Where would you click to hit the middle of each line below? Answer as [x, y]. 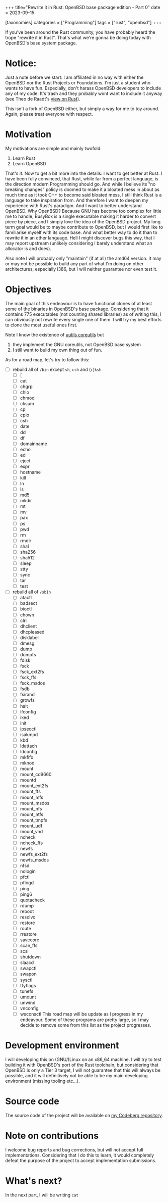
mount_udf [31, 826]
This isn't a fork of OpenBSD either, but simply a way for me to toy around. [82, 109]
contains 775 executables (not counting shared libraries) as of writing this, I [83, 314]
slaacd [27, 963]
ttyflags [28, 985]
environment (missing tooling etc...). [43, 1081]
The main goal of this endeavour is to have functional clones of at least [79, 303]
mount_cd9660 [36, 775]
